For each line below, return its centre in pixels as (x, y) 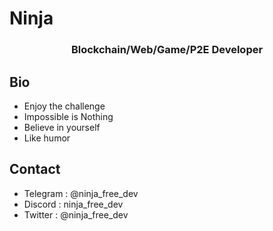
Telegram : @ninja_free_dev (81, 193)
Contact (35, 169)
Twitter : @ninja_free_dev (76, 214)
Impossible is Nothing (68, 116)
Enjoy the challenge (64, 106)
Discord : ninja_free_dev (73, 204)
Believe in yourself (62, 127)
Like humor (47, 138)
